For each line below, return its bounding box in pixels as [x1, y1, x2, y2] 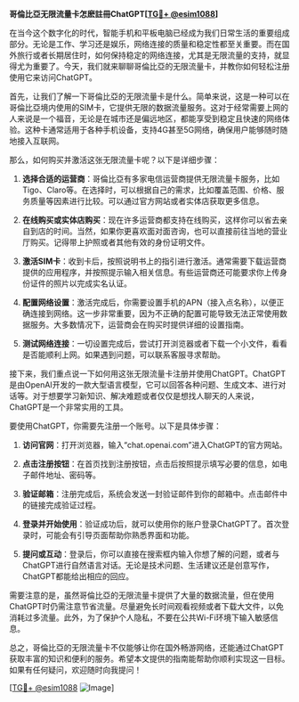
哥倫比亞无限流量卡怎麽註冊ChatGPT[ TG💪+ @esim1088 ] [9, 9, 219, 19]
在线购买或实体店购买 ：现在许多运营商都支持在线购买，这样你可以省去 [21, 215, 280, 225]
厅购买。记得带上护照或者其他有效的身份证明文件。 [21, 237, 210, 248]
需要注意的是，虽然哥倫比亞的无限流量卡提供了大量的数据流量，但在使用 [9, 590, 274, 600]
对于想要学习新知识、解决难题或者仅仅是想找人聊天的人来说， [32, 391, 259, 401]
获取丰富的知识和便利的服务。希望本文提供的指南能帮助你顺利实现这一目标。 [9, 654, 290, 664]
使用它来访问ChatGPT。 [9, 72, 98, 83]
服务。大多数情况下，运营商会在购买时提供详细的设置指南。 [29, 320, 249, 330]
